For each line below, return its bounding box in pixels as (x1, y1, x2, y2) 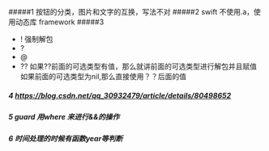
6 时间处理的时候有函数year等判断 (8, 134, 123, 144)
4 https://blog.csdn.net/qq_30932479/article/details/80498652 (8, 90, 232, 100)
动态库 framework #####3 (15, 17, 105, 27)
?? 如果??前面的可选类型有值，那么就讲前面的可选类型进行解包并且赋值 (19, 61, 258, 71)
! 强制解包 (19, 35, 53, 44)
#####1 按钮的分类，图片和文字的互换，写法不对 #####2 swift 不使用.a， (8, 7, 254, 16)
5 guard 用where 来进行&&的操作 (8, 111, 120, 121)
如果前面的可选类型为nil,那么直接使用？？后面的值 (19, 72, 186, 81)
